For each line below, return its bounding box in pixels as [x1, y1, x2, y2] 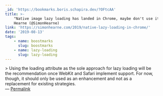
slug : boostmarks [17, 43, 53, 48]
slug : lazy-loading [17, 52, 57, 57]
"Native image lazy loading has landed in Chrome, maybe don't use [14, 16, 153, 21]
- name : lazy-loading [14, 48, 57, 52]
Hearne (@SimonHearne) [14, 20, 60, 26]
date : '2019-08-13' [5, 30, 45, 34]
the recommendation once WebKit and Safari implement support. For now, [5, 71, 154, 77]
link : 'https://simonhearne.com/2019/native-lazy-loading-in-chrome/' [5, 25, 151, 30]
